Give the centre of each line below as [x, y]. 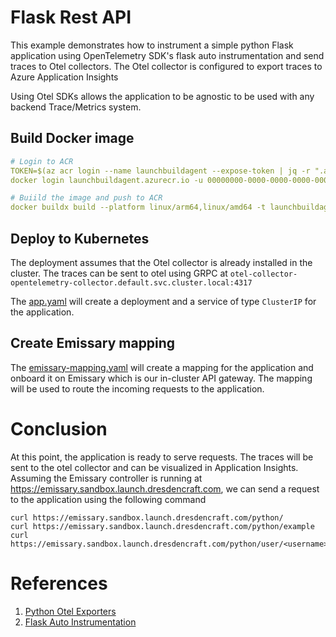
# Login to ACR [42, 161]
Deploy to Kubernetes [80, 238]
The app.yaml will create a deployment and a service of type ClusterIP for [163, 301]
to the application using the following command [108, 499]
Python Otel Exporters [70, 611]
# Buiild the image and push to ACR [86, 198]
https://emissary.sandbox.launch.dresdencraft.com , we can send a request [165, 488]
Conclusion [59, 428]
